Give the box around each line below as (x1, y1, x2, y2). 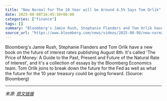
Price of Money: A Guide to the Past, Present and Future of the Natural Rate (5, 55, 160, 60)
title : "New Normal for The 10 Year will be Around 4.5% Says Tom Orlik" (5, 7, 162, 12)
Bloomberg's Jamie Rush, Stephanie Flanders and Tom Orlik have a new (5, 44, 153, 50)
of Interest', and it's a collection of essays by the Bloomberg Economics (5, 60, 152, 66)
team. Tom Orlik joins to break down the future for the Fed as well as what (5, 65, 157, 71)
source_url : (5, 30, 30, 35)
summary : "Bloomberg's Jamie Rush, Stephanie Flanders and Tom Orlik (5, 26, 153, 31)
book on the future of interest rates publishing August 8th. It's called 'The (5, 49, 156, 55)
